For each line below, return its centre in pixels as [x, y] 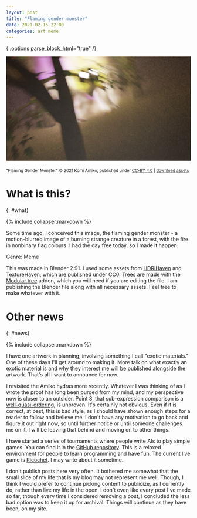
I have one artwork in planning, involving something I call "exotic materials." [97, 356]
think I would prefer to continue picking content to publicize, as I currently [95, 483]
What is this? [39, 194]
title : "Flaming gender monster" [47, 18]
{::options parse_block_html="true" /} [51, 48]
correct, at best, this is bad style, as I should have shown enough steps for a [98, 411]
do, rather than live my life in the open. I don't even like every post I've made [98, 490]
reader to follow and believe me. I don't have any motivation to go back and [97, 417]
